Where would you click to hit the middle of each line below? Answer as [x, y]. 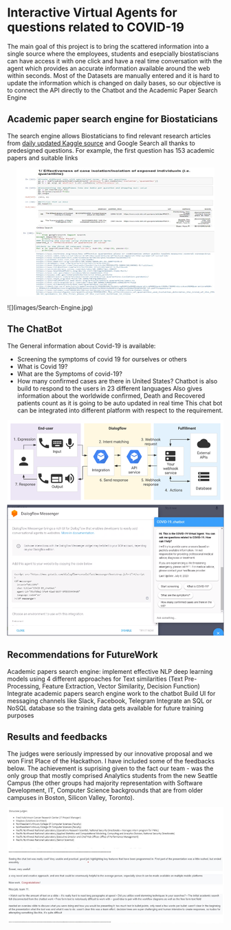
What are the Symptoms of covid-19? [69, 374]
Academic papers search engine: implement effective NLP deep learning [110, 671]
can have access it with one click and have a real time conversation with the [115, 61]
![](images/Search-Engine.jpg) [50, 307]
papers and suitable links [43, 158]
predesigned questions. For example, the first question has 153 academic [111, 150]
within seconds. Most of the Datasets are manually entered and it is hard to [113, 75]
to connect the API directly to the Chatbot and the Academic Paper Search [112, 90]
